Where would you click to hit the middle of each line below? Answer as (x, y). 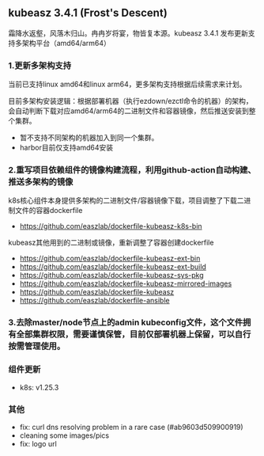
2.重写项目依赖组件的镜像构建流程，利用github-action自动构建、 (132, 170)
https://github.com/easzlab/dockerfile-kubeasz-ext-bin (110, 258)
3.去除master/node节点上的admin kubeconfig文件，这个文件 (126, 322)
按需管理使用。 (37, 346)
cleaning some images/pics (64, 435)
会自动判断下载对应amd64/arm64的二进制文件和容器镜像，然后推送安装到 (128, 111)
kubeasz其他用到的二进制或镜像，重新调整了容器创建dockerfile (111, 243)
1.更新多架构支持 (40, 65)
